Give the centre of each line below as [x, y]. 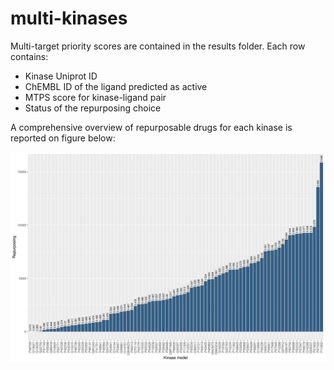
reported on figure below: [63, 138]
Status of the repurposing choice [93, 108]
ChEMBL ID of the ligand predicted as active [116, 86]
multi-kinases [69, 18]
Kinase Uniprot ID [61, 76]
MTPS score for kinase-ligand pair [95, 97]
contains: [29, 56]
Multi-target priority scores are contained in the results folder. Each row [158, 46]
